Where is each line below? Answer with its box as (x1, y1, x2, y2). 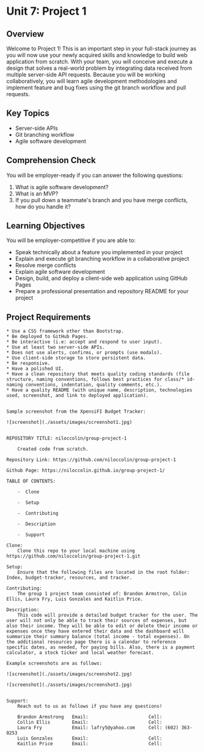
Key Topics (6, 108, 50, 119)
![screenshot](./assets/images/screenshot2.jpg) (6, 671, 133, 677)
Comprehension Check (6, 155, 97, 166)
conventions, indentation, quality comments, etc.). (25, 382, 163, 388)
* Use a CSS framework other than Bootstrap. (6, 328, 124, 334)
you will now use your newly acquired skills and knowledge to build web (6, 51, 188, 59)
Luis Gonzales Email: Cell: (17, 735, 163, 742)
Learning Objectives (6, 220, 86, 231)
